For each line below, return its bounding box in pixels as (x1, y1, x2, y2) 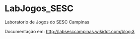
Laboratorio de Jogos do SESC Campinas (4, 19, 90, 25)
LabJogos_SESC (4, 3, 74, 14)
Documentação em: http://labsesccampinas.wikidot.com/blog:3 (4, 28, 135, 34)
